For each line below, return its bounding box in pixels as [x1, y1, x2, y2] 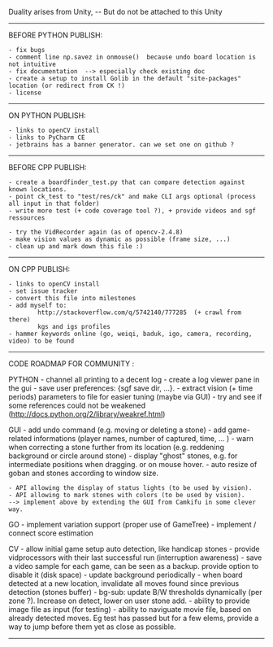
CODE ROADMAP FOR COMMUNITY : [8, 359, 135, 369]
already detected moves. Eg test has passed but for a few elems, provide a [8, 614, 259, 623]
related [8, 434, 32, 443]
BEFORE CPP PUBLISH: [8, 163, 87, 172]
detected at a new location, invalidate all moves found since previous [8, 579, 240, 588]
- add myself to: [8, 301, 67, 309]
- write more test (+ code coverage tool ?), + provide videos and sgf [8, 207, 256, 215]
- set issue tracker [8, 287, 79, 295]
